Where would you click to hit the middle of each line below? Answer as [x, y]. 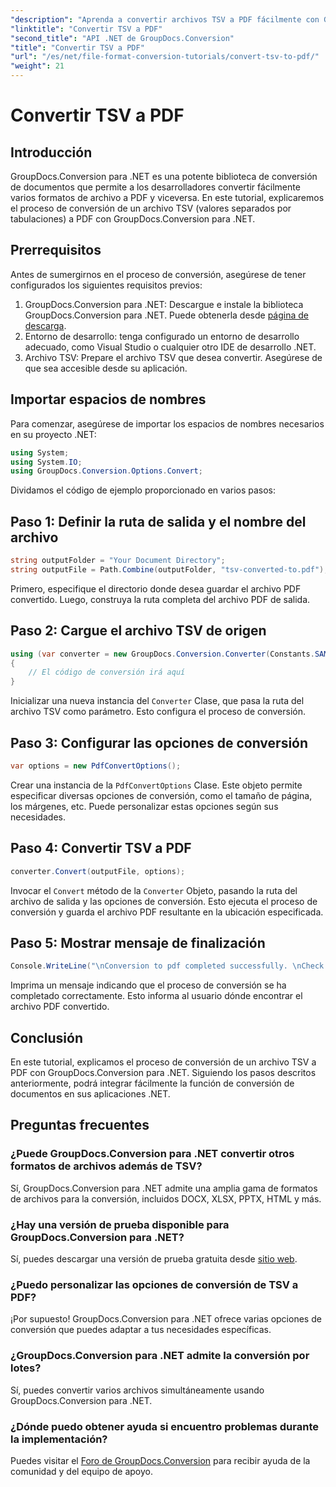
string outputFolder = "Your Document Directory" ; [118, 561]
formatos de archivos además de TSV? [106, 1166]
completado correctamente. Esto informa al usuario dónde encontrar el [156, 996]
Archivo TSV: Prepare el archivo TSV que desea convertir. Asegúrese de [173, 357]
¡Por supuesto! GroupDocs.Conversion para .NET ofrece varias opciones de [166, 1319]
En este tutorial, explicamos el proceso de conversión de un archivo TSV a [163, 1062]
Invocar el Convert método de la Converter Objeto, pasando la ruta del [154, 890]
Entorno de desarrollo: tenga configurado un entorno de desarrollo [162, 336]
